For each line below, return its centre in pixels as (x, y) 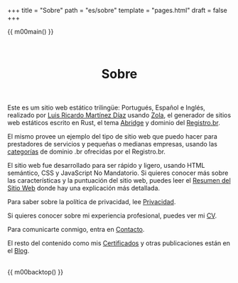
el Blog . (18, 250)
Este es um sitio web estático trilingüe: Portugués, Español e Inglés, (107, 107)
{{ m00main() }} (31, 32)
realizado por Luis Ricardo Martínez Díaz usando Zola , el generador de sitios (119, 115)
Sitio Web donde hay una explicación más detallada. (84, 188)
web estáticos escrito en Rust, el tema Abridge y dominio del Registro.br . (114, 122)
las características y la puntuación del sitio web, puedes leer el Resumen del (119, 180)
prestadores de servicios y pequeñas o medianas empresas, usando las (113, 144)
